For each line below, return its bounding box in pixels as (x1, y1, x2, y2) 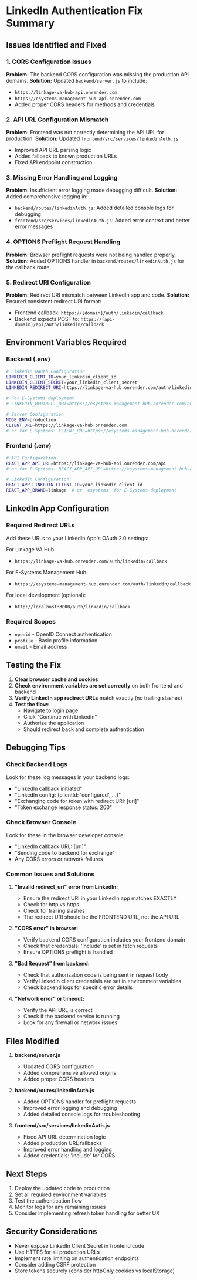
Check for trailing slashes (23, 907, 85, 915)
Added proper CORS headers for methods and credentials (14, 101, 155, 108)
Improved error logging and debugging (23, 1104, 117, 1111)
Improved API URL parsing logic (14, 147, 92, 154)
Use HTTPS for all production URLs (14, 1248, 100, 1255)
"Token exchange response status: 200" (14, 804, 113, 811)
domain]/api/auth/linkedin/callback (14, 321, 104, 328)
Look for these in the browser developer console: (6, 831, 125, 838)
